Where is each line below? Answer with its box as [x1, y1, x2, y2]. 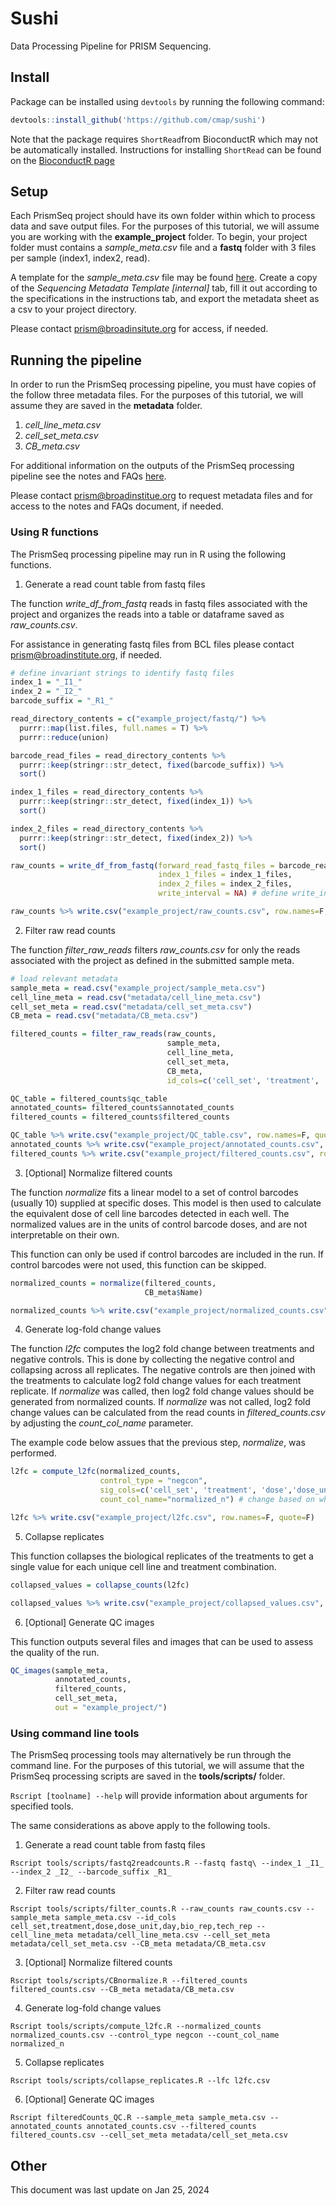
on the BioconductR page [10, 154, 115, 166]
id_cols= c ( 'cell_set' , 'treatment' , [166, 1075, 320, 1086]
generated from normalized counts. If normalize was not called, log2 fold [10, 1396, 311, 1408]
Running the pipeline [10, 352, 142, 369]
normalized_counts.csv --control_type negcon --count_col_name [10, 2030, 280, 2041]
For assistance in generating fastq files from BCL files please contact [10, 638, 295, 650]
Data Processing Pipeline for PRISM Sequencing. [10, 40, 212, 52]
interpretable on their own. [10, 1228, 120, 1241]
